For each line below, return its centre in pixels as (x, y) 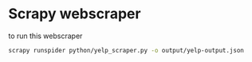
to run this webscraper (45, 36)
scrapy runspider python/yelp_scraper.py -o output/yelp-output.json (126, 50)
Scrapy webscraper (75, 14)
